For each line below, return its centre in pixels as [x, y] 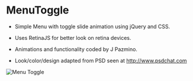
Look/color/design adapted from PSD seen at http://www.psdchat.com [101, 60]
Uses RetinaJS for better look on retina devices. [73, 38]
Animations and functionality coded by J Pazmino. [76, 49]
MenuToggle [38, 10]
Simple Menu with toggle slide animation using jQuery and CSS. [92, 26]
